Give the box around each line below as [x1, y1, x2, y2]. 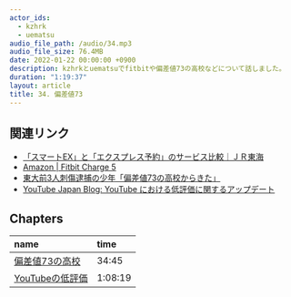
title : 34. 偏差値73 [9, 89, 84, 98]
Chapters [9, 210, 64, 226]
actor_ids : [9, 13, 51, 23]
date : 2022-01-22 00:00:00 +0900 [9, 56, 136, 65]
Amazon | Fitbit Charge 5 [22, 161, 116, 173]
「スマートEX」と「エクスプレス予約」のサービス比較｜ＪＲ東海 [22, 151, 264, 162]
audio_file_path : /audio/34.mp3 [9, 38, 132, 48]
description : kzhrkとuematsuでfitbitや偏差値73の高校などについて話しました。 [9, 65, 286, 74]
